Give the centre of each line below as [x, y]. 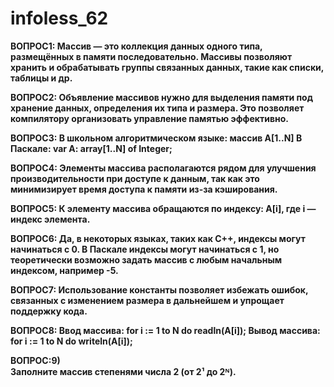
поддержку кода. [49, 311]
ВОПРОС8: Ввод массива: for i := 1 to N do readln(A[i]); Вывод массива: [165, 330]
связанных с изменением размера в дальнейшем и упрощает [147, 300]
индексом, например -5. [64, 270]
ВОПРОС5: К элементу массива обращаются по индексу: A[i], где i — [163, 208]
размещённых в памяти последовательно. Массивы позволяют [151, 56]
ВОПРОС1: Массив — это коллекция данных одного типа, [136, 46]
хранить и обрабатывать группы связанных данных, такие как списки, [167, 67]
